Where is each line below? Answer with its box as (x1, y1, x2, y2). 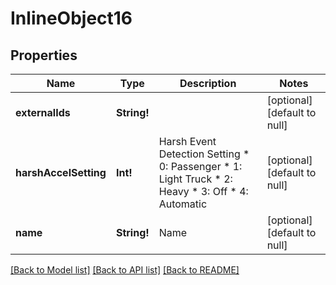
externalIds (15, 106, 71, 119)
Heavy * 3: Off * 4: (158, 185, 249, 198)
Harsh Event (158, 135, 217, 148)
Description (179, 77, 237, 90)
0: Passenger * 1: (158, 160, 243, 173)
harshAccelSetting (15, 166, 107, 179)
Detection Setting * (158, 147, 250, 161)
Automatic (158, 197, 208, 211)
